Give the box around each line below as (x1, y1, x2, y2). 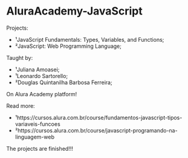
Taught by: (6, 54, 33, 61)
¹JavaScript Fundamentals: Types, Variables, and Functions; (15, 36, 164, 43)
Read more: (6, 102, 35, 110)
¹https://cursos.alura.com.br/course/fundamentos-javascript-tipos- (15, 114, 183, 121)
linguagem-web (15, 133, 54, 140)
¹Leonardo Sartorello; (15, 72, 68, 79)
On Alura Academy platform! (6, 90, 77, 97)
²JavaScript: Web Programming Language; (15, 42, 122, 50)
